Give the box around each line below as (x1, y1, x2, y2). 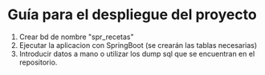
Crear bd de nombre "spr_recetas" (18, 32, 134, 41)
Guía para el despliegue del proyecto (7, 6, 258, 24)
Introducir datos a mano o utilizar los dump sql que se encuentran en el (18, 49, 255, 58)
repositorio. (18, 57, 58, 67)
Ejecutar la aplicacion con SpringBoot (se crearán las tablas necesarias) (18, 40, 258, 49)
